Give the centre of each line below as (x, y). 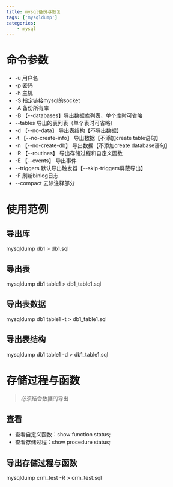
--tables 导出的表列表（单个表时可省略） (65, 123)
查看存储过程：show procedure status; (63, 442)
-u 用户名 (26, 78)
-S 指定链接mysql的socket (47, 100)
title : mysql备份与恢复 (34, 12)
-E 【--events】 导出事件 (46, 161)
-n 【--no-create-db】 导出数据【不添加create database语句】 (93, 145)
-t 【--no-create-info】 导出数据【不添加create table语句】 (88, 138)
